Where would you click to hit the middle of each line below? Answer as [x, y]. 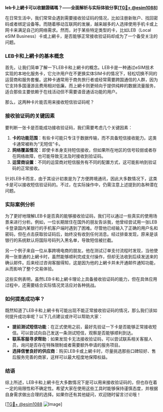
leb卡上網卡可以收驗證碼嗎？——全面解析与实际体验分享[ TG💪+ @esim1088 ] [81, 8]
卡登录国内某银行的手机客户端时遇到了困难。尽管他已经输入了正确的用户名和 [81, 228]
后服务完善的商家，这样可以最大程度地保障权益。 [61, 357]
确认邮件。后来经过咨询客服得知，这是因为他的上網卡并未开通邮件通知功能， [81, 262]
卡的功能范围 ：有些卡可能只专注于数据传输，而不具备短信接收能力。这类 [84, 137]
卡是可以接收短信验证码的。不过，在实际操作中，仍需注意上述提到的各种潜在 [81, 185]
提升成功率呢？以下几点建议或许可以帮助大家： [56, 317]
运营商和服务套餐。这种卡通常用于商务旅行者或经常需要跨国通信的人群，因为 [81, 80]
